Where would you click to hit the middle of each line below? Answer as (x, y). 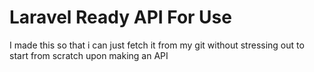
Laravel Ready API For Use (120, 17)
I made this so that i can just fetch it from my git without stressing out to (157, 45)
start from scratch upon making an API (89, 55)
